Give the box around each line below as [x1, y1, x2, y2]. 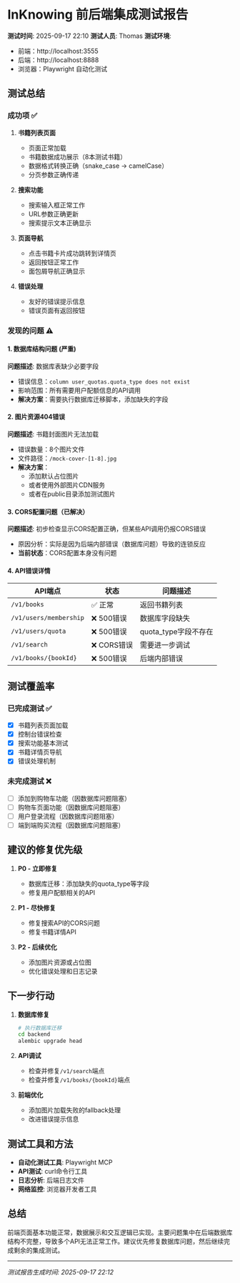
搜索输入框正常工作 [28, 201, 86, 209]
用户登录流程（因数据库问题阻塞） [17, 812, 119, 820]
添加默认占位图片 [28, 471, 79, 480]
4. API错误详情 [7, 566, 51, 575]
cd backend [17, 1031, 51, 1038]
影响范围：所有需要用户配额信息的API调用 [17, 386, 141, 394]
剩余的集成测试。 [13, 1246, 64, 1254]
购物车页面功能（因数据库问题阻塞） [17, 803, 125, 812]
